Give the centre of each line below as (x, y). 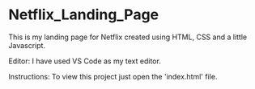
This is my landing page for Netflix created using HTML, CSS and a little (128, 37)
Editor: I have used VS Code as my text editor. (85, 61)
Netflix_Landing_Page (84, 15)
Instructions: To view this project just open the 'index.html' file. (113, 76)
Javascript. (27, 45)
